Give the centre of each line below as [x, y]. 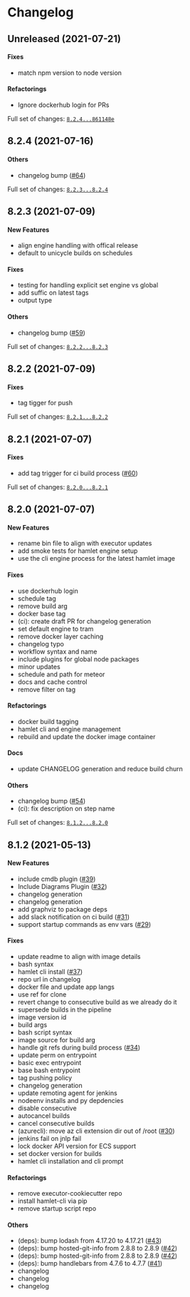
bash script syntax [45, 1032]
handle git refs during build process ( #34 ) [79, 1047]
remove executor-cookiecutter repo [70, 1194]
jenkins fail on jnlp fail [49, 1138]
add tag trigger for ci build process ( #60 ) [78, 473]
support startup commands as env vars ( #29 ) [84, 924]
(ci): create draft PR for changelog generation [84, 621]
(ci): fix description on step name [66, 809]
